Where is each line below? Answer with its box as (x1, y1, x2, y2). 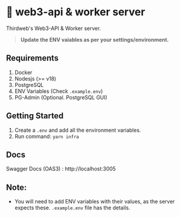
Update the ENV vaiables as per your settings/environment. (20, 36, 169, 43)
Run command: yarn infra (14, 132, 79, 140)
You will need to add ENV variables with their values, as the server (14, 198, 175, 205)
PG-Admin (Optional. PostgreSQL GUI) (14, 94, 107, 101)
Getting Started (6, 111, 64, 121)
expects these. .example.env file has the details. (14, 204, 131, 211)
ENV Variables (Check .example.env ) (14, 88, 103, 95)
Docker (14, 69, 33, 76)
